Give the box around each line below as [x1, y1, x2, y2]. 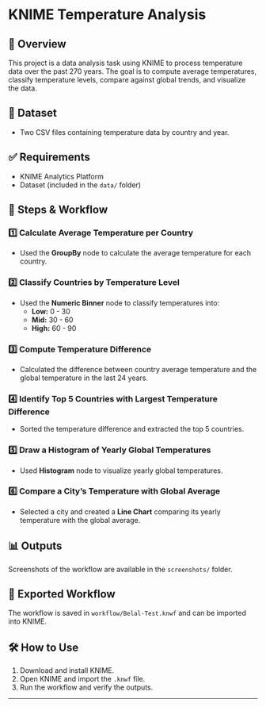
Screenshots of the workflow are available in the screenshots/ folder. [8, 564, 233, 574]
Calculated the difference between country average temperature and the [19, 364, 257, 374]
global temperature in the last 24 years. [19, 373, 149, 382]
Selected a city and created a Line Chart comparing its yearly [19, 506, 222, 517]
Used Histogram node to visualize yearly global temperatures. [19, 466, 223, 475]
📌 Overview [8, 37, 66, 51]
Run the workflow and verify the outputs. [19, 682, 154, 692]
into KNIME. [8, 617, 47, 626]
